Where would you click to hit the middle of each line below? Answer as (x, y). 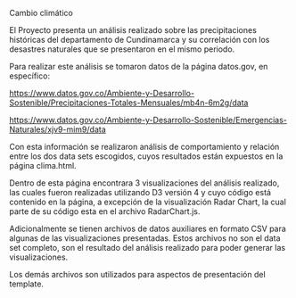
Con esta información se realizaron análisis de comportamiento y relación (144, 147)
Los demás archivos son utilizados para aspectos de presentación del (137, 274)
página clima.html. (43, 166)
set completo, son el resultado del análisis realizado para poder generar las (148, 248)
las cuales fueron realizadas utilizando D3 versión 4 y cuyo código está (140, 192)
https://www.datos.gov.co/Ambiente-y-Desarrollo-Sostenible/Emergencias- (148, 120)
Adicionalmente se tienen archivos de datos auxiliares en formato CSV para (148, 228)
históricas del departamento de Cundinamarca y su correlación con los (140, 40)
